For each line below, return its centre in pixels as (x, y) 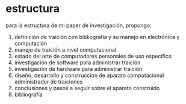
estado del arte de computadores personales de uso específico (93, 56)
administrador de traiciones (48, 81)
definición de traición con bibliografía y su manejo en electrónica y (97, 37)
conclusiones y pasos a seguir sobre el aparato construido (87, 88)
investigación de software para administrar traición (77, 63)
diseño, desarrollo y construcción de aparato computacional (89, 75)
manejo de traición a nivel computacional (65, 49)
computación (31, 43)
